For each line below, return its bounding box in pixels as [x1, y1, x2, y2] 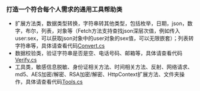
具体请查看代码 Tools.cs [25, 79, 83, 86]
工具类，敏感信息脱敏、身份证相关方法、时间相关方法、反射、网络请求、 [14, 64, 193, 71]
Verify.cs [14, 57, 37, 64]
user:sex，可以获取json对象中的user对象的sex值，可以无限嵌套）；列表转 [14, 34, 194, 42]
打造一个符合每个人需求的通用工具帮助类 [6, 5, 122, 13]
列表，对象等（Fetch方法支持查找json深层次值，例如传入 [41, 27, 180, 34]
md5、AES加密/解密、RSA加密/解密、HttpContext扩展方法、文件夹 [14, 71, 180, 78]
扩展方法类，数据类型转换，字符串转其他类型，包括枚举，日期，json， [14, 20, 188, 27]
